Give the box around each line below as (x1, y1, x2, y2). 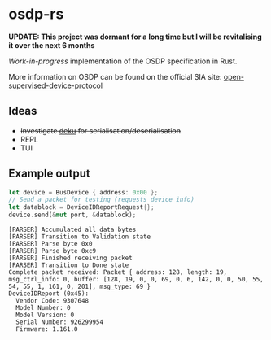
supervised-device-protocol (8, 81, 103, 90)
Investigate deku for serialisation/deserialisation (20, 125, 181, 135)
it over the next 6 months (8, 40, 95, 50)
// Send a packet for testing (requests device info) (8, 196, 195, 204)
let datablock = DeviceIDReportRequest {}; (8, 203, 155, 211)
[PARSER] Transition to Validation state (8, 233, 151, 241)
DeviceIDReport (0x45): (8, 290, 90, 298)
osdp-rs (8, 5, 64, 24)
